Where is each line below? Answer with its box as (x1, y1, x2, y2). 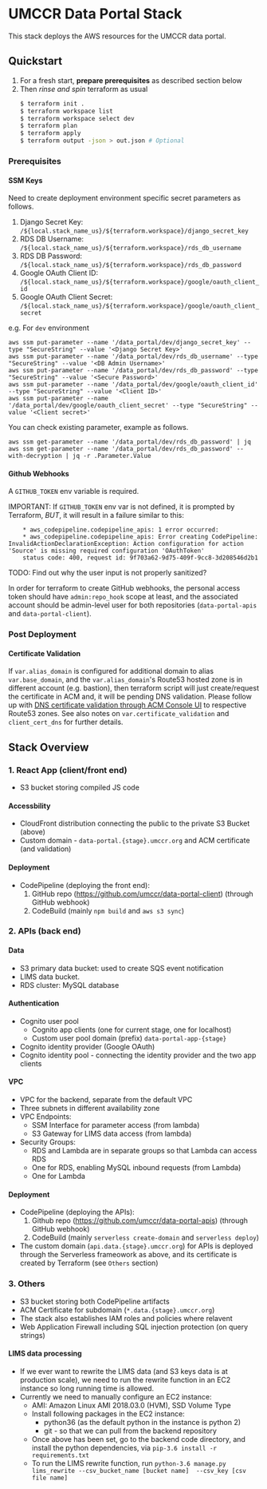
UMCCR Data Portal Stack (8, 5, 183, 23)
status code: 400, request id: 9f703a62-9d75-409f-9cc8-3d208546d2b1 (22, 554, 259, 562)
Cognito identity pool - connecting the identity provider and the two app (19, 1050, 257, 1060)
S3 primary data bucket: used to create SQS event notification (19, 963, 224, 973)
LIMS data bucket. (19, 972, 80, 981)
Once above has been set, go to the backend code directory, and (31, 1434, 245, 1443)
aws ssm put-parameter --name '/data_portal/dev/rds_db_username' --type (8, 352, 259, 360)
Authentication (8, 998, 60, 1008)
